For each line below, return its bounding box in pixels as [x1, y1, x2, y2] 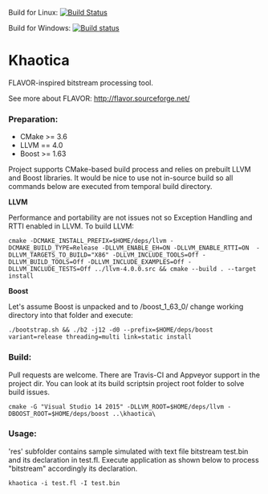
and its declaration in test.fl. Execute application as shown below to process [8, 455, 259, 464]
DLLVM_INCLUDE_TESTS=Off [8, 266, 91, 274]
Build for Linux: [8, 8, 59, 17]
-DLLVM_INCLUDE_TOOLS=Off [112, 251, 199, 259]
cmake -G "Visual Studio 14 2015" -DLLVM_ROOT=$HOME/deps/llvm [8, 402, 225, 410]
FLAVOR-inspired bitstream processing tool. [8, 77, 154, 88]
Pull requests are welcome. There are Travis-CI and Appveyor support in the [8, 370, 261, 380]
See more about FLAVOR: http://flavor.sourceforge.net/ [8, 93, 190, 103]
